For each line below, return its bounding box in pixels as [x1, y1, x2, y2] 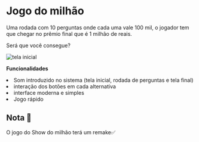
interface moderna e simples [14, 89, 85, 96]
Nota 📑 [6, 113, 32, 123]
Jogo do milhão [6, 4, 85, 18]
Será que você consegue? [6, 42, 71, 49]
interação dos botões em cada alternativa [14, 82, 117, 90]
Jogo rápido [14, 95, 44, 103]
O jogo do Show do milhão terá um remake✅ [6, 128, 116, 135]
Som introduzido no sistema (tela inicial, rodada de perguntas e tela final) [14, 76, 194, 84]
